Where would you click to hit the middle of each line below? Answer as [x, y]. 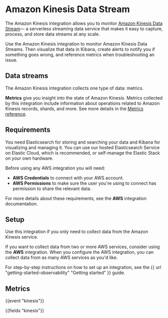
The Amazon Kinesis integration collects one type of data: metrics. [74, 88]
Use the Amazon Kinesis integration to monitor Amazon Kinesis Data [76, 43]
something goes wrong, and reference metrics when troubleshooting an [80, 55]
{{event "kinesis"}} [25, 301]
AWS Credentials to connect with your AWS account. [68, 177]
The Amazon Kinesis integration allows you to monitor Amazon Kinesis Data [84, 23]
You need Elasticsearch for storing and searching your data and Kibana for [83, 142]
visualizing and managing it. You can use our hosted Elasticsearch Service [82, 147]
